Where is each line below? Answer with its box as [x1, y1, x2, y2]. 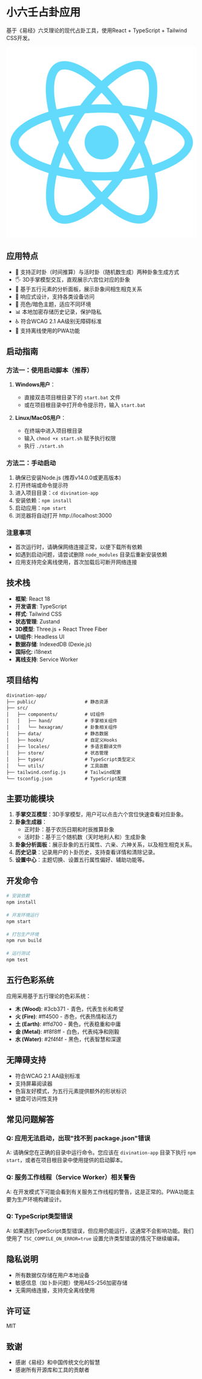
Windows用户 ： [15, 381, 56, 388]
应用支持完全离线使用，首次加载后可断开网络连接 [15, 559, 137, 566]
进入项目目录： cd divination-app [15, 489, 99, 496]
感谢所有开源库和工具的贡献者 [15, 1366, 90, 1374]
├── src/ [6, 705, 28, 711]
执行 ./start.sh [24, 442, 64, 450]
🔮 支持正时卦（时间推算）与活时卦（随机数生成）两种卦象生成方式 [15, 268, 180, 276]
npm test [6, 957, 28, 963]
